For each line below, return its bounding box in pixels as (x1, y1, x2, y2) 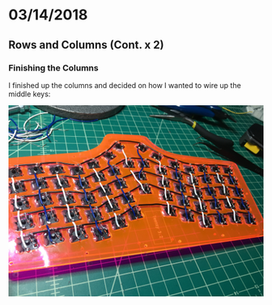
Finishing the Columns (8, 62, 99, 74)
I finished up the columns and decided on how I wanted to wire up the (8, 80, 241, 90)
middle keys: (8, 89, 51, 99)
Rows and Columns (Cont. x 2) (8, 38, 164, 52)
